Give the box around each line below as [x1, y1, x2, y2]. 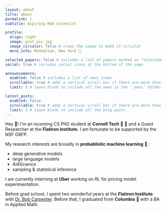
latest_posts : [5, 94, 35, 99]
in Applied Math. [5, 202, 39, 208]
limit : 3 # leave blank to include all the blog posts [9, 107, 126, 112]
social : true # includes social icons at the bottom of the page [5, 62, 143, 67]
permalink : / [5, 16, 32, 21]
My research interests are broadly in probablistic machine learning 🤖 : [5, 141, 150, 147]
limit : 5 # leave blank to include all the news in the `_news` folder [9, 85, 162, 90]
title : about [5, 12, 32, 17]
